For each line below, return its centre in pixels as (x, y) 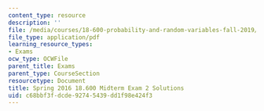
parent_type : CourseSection (54, 73)
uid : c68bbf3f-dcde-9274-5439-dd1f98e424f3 (81, 95)
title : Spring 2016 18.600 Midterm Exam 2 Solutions (96, 88)
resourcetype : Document (47, 81)
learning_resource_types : (50, 45)
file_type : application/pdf (54, 37)
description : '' (35, 23)
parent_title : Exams (42, 66)
